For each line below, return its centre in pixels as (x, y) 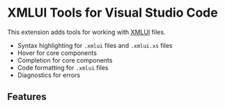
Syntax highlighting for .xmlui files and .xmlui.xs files (95, 45)
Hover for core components (57, 53)
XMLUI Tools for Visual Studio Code (113, 13)
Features (27, 97)
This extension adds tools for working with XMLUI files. (86, 32)
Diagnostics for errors (49, 75)
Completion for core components (65, 60)
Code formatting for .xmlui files (63, 67)
